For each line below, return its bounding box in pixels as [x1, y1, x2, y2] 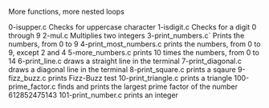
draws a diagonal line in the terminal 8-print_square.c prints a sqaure [8, 65, 236, 74]
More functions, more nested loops [8, 7, 124, 16]
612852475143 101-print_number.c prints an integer [8, 90, 179, 99]
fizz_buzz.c [8, 74, 47, 82]
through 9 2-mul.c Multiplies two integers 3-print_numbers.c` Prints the [8, 31, 245, 40]
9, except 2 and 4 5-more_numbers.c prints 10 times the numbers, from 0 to [8, 48, 259, 57]
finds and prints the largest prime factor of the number [57, 82, 238, 91]
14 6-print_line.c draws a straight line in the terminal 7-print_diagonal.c [8, 56, 243, 66]
